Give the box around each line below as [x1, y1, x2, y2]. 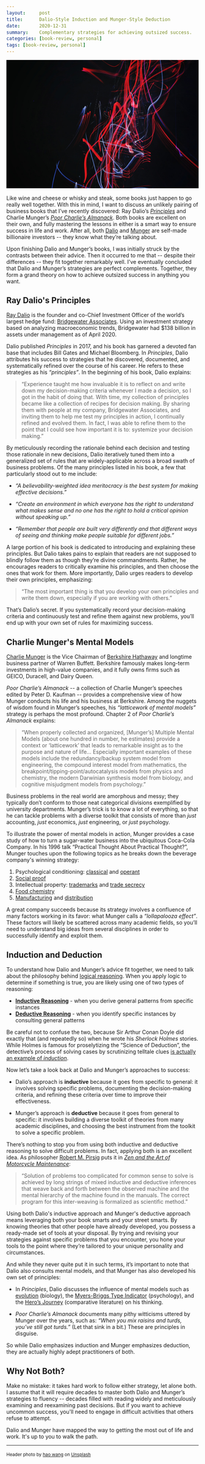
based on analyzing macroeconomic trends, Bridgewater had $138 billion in [6, 324, 196, 332]
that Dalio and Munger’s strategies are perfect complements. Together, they [6, 265, 197, 272]
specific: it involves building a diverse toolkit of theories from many [15, 1116, 184, 1124]
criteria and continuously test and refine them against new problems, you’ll [6, 613, 194, 620]
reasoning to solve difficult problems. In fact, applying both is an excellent [6, 1147, 192, 1155]
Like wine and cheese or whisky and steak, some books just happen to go [6, 194, 192, 202]
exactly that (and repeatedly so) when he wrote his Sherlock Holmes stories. [6, 1035, 198, 1042]
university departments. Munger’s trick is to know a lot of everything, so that [6, 805, 198, 813]
